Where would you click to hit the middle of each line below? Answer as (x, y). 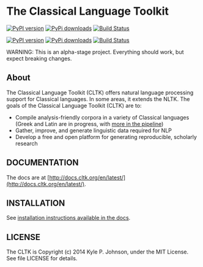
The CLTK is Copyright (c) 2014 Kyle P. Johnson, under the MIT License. (97, 252)
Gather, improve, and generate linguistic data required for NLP (94, 130)
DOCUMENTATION (42, 163)
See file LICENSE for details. (42, 258)
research (26, 143)
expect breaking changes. (39, 58)
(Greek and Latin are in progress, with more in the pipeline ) (89, 124)
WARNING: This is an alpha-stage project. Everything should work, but (95, 52)
